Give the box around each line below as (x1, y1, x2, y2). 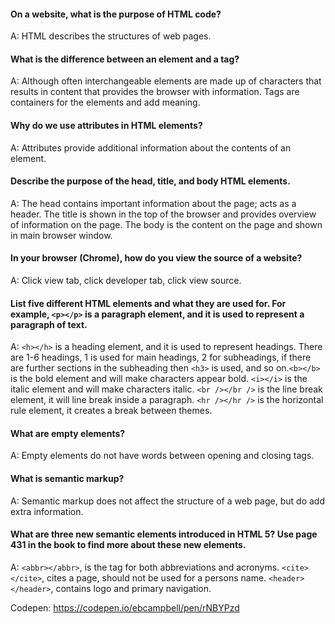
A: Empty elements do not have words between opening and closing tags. (10, 450, 315, 462)
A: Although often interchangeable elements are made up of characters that (10, 75, 322, 87)
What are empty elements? (10, 427, 126, 439)
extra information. (10, 505, 84, 517)
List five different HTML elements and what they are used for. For (10, 297, 287, 309)
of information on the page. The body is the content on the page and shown (10, 218, 323, 230)
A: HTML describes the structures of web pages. (10, 30, 212, 42)
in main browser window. (10, 229, 113, 241)
